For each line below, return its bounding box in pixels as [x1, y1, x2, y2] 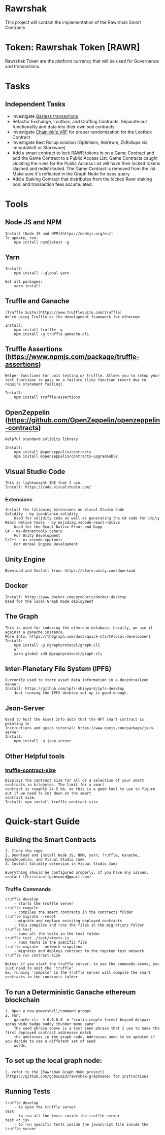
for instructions [113, 1074, 149, 1079]
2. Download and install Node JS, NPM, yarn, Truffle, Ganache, [5, 853, 140, 858]
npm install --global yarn [14, 271, 69, 275]
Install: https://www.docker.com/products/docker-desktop [5, 594, 127, 599]
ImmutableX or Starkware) [12, 144, 66, 150]
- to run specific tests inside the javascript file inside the [14, 1122, 149, 1127]
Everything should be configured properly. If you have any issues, [5, 870, 149, 875]
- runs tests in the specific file [14, 940, 87, 945]
